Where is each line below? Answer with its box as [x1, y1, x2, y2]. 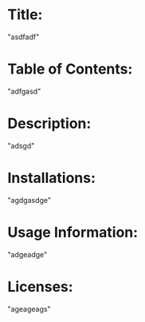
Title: [7, 6, 43, 24]
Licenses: [7, 277, 73, 296]
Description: [7, 114, 92, 133]
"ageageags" [7, 304, 51, 313]
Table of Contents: [7, 60, 133, 78]
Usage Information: [7, 223, 139, 241]
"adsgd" [7, 141, 35, 150]
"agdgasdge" [7, 195, 52, 205]
